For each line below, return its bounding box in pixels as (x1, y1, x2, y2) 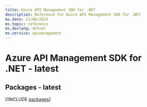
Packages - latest (5, 83, 61, 91)
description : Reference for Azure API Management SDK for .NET (5, 12, 141, 17)
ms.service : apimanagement (5, 31, 62, 36)
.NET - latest (5, 63, 59, 74)
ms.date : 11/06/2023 (5, 17, 49, 22)
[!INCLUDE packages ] (5, 96, 51, 102)
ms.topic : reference (5, 21, 49, 27)
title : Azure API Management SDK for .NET (5, 7, 96, 13)
